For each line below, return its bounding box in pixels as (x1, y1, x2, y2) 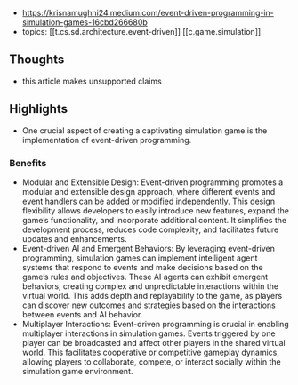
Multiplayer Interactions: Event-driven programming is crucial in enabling (21, 318, 289, 329)
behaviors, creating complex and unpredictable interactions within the (21, 280, 278, 292)
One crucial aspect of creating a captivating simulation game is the (21, 124, 268, 136)
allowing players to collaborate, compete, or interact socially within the (21, 356, 282, 367)
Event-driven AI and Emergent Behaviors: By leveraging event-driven (21, 243, 276, 253)
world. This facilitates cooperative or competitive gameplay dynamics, (21, 347, 280, 357)
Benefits (9, 156, 47, 169)
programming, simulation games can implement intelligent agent (21, 253, 258, 263)
